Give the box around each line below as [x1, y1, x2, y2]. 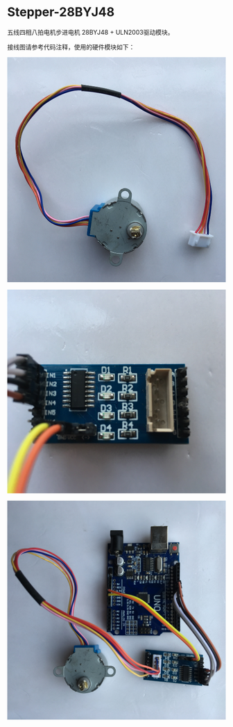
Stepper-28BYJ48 [7, 4, 115, 20]
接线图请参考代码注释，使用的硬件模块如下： [7, 42, 135, 51]
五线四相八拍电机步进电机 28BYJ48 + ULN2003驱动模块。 [7, 28, 174, 36]
